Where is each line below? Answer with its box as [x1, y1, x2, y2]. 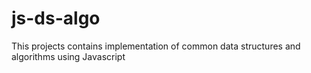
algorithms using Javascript [11, 50, 126, 62]
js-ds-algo [11, 7, 101, 30]
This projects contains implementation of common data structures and [11, 40, 301, 52]
